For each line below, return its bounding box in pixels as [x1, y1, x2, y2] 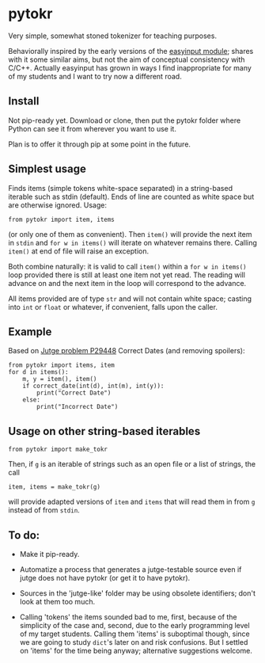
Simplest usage [8, 162, 87, 176]
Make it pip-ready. [19, 550, 80, 558]
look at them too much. [19, 597, 96, 606]
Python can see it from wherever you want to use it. [8, 124, 176, 133]
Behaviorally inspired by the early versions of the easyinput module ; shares [8, 46, 254, 55]
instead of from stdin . [8, 505, 81, 515]
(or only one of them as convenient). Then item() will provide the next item [8, 229, 252, 238]
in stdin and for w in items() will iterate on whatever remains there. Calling [8, 238, 257, 247]
